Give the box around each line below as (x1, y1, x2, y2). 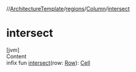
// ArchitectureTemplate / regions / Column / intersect (6, 5, 130, 12)
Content (6, 53, 27, 60)
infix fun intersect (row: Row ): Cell (6, 59, 90, 66)
